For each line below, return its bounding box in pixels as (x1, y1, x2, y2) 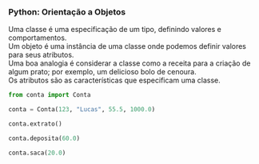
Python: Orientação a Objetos (8, 6, 126, 18)
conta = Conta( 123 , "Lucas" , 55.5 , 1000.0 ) (8, 106, 156, 114)
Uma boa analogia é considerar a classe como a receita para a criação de (8, 58, 251, 68)
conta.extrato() (8, 120, 62, 128)
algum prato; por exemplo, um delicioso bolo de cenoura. (8, 67, 197, 77)
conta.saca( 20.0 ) (8, 149, 66, 157)
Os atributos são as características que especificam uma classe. (8, 75, 221, 86)
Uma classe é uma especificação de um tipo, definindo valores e (8, 25, 221, 34)
